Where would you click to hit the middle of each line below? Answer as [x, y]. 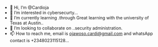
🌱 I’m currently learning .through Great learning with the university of [79, 18]
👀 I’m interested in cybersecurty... [44, 13]
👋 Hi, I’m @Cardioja [29, 8]
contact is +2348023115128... [39, 40]
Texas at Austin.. [26, 23]
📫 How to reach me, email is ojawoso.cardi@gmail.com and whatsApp [81, 33]
